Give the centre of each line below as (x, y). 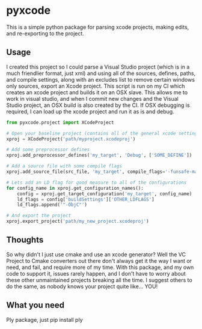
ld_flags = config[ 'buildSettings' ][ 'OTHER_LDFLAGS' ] (86, 199)
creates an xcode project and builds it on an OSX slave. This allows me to (97, 92)
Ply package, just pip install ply (44, 319)
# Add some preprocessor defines (48, 150)
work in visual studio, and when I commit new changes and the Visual (92, 98)
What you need (35, 305)
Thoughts (25, 240)
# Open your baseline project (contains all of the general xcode (91, 133)
